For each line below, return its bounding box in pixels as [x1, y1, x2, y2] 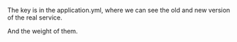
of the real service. [7, 13, 62, 22]
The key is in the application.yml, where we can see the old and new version [7, 6, 231, 14]
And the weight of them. [7, 27, 78, 35]
